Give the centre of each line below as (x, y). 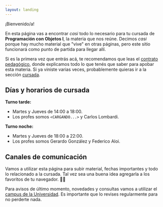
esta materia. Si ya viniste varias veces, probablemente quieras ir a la (76, 69)
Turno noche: (19, 126)
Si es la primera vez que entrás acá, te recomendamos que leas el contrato (82, 59)
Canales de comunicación (46, 157)
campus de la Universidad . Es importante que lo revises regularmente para (81, 194)
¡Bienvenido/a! (20, 24)
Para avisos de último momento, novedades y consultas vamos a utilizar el (81, 189)
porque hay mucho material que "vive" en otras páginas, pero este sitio (78, 44)
